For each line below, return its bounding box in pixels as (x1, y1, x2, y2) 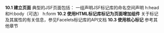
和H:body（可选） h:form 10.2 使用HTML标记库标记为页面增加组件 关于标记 (5, 11, 159, 16)
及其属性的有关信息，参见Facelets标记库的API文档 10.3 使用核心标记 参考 (5, 17, 154, 22)
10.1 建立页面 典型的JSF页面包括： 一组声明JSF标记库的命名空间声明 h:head (5, 5, 159, 10)
